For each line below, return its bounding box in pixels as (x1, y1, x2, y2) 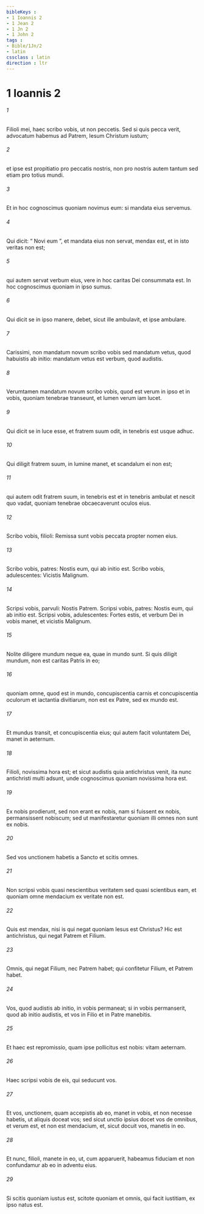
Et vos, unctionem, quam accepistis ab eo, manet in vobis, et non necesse (6, 1109, 192, 1116)
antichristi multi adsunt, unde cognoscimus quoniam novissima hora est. (6, 775, 188, 782)
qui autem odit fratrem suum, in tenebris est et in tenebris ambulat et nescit (6, 493, 195, 500)
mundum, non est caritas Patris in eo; (6, 657, 100, 664)
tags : (6, 37, 23, 43)
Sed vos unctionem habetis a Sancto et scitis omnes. (6, 853, 139, 860)
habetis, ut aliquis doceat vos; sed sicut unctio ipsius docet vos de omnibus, (6, 1116, 198, 1123)
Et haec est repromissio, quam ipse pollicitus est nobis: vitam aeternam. (6, 1043, 187, 1051)
